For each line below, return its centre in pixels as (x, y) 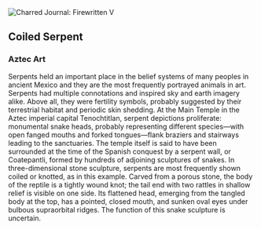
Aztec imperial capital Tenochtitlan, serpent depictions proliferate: (115, 118)
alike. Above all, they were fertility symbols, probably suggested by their (125, 101)
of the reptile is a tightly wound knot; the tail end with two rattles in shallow (129, 184)
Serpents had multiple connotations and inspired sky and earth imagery (124, 93)
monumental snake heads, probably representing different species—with (126, 126)
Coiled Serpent (46, 37)
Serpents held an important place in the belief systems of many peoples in (129, 76)
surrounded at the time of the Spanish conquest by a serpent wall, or (120, 151)
